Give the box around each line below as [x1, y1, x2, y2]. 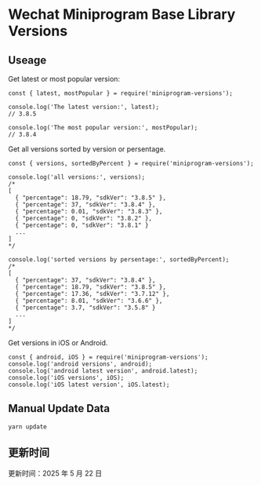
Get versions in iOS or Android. [8, 338, 108, 347]
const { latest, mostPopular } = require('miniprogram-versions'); [8, 89, 234, 97]
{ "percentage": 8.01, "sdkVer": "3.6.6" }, [15, 297, 163, 304]
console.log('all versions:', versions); [8, 173, 146, 181]
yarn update [8, 422, 47, 431]
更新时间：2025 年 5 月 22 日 [8, 469, 103, 478]
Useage [8, 53, 47, 67]
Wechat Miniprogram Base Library [8, 5, 236, 24]
